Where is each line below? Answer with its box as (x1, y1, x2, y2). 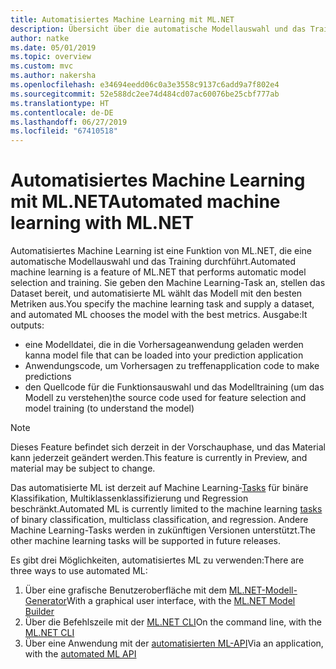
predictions (24, 371, 72, 383)
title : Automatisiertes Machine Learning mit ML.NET (10, 14, 235, 25)
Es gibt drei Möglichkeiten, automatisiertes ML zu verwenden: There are (10, 554, 305, 566)
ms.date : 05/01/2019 (10, 42, 97, 53)
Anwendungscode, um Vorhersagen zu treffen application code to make (24, 360, 320, 372)
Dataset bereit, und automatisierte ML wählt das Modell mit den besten (10, 287, 303, 300)
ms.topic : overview (10, 52, 92, 62)
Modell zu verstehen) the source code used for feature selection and (24, 392, 307, 404)
